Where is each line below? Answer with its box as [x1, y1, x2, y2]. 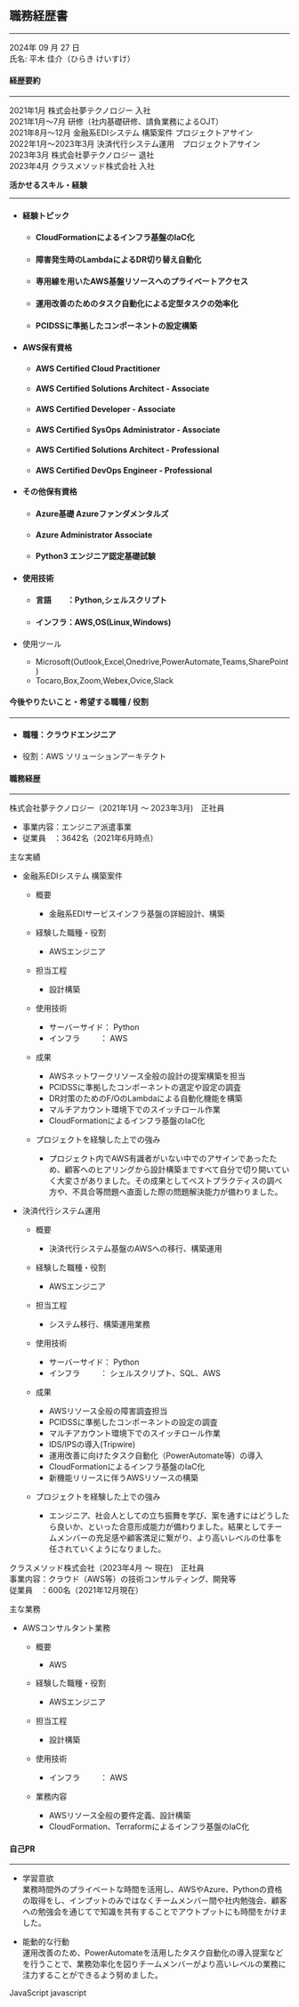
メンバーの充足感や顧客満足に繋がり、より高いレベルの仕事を [56, 1533, 283, 1543]
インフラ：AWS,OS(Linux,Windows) [35, 617, 172, 627]
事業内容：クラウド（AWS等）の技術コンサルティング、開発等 [9, 1574, 237, 1584]
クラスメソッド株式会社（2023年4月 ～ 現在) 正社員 [9, 1563, 205, 1574]
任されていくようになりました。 [48, 1543, 166, 1555]
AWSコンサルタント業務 [21, 1623, 111, 1633]
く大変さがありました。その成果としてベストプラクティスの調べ [48, 1176, 283, 1186]
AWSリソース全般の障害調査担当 [48, 1405, 168, 1417]
